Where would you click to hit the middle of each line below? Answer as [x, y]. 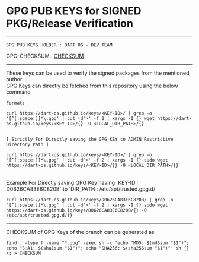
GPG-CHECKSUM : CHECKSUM [45, 56]
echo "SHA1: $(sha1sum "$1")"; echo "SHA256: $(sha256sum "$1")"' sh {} [98, 248]
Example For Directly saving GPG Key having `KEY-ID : [72, 182]
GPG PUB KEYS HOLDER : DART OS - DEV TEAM [59, 45]
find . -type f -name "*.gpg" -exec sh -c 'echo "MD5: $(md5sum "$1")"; [98, 243]
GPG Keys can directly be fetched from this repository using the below [92, 86]
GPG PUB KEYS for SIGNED [74, 11]
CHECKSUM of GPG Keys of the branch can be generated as [80, 232]
